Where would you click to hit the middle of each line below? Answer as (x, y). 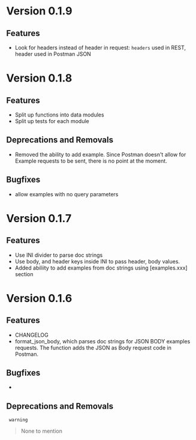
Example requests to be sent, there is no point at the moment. (91, 161)
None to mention (42, 431)
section (24, 274)
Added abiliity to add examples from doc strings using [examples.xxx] (101, 268)
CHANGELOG (32, 335)
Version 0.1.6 (39, 298)
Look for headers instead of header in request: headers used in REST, (100, 47)
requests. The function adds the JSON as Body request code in (93, 348)
